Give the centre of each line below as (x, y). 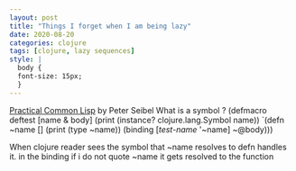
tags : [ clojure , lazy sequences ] (72, 51)
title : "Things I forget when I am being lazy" (101, 26)
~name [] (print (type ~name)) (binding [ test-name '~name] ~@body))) (141, 129)
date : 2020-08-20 (42, 34)
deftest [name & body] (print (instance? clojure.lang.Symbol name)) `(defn (147, 120)
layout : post (34, 18)
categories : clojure (48, 43)
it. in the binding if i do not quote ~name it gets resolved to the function (142, 156)
